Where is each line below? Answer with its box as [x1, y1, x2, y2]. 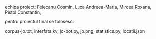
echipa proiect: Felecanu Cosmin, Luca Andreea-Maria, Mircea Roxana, [5, 4, 152, 10]
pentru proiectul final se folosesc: [5, 19, 74, 24]
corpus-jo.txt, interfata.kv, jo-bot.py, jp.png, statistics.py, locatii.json [5, 28, 145, 34]
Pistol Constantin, [5, 9, 41, 15]
